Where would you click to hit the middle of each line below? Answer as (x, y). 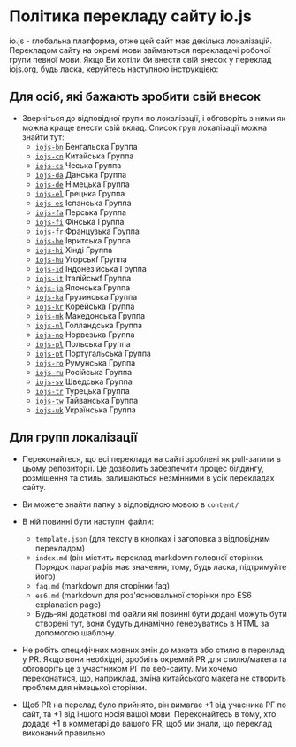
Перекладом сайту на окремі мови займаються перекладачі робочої (140, 50)
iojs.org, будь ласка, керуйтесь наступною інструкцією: (114, 69)
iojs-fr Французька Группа (87, 231)
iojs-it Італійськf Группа (83, 278)
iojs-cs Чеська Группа (78, 165)
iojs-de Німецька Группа (82, 184)
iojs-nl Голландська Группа (89, 325)
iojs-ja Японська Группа (83, 287)
